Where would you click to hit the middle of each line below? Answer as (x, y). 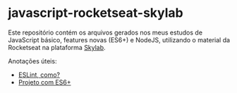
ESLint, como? (39, 75)
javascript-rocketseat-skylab (96, 13)
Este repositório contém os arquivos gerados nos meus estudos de (105, 32)
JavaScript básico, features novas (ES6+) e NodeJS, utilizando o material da (119, 39)
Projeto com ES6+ (44, 82)
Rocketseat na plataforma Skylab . (57, 47)
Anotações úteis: (32, 61)
